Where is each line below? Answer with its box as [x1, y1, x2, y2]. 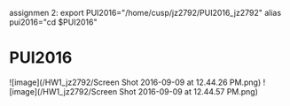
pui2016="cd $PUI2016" [9, 17, 98, 27]
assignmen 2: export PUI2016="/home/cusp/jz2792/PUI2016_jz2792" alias [9, 8, 282, 18]
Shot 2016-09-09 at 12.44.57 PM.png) [119, 86, 259, 96]
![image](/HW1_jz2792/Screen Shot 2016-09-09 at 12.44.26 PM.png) [9, 77, 262, 87]
